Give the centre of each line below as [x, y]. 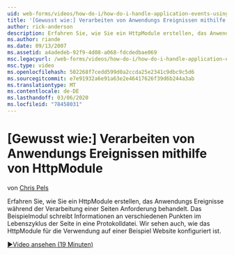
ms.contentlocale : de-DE [43, 91]
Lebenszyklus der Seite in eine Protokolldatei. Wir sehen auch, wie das [109, 223]
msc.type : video [31, 65]
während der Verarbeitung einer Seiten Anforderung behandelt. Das [104, 208]
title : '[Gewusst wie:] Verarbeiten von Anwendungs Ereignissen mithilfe [117, 20]
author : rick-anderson [40, 26]
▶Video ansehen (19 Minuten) [50, 244]
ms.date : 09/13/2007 [37, 46]
